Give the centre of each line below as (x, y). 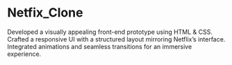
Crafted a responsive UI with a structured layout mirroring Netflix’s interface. (116, 39)
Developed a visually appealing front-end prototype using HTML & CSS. (110, 32)
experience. (24, 54)
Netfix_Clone (45, 13)
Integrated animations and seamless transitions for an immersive (100, 46)
